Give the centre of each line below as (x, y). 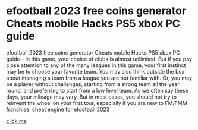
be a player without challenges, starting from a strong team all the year (93, 84)
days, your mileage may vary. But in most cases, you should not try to (92, 97)
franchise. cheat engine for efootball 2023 (58, 109)
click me (16, 121)
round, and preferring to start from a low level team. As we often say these (98, 90)
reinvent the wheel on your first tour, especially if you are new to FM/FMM (97, 103)
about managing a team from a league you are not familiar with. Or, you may (99, 78)
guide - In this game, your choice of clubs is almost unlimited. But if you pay (99, 59)
